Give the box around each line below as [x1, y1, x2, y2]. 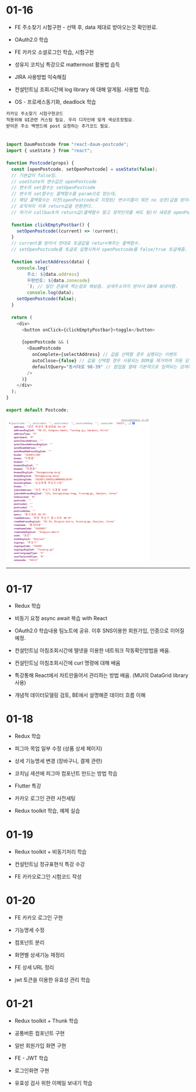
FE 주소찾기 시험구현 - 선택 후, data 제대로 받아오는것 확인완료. [14, 23, 158, 30]
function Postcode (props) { [6, 160, 75, 166]
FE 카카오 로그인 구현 [14, 914, 63, 921]
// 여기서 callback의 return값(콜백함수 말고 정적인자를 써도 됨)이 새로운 [11, 209, 171, 215]
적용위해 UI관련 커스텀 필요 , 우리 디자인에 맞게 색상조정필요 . [6, 117, 135, 123]
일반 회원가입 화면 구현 [14, 1042, 66, 1049]
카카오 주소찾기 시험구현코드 [6, 111, 64, 117]
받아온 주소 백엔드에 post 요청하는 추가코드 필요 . [6, 123, 111, 129]
